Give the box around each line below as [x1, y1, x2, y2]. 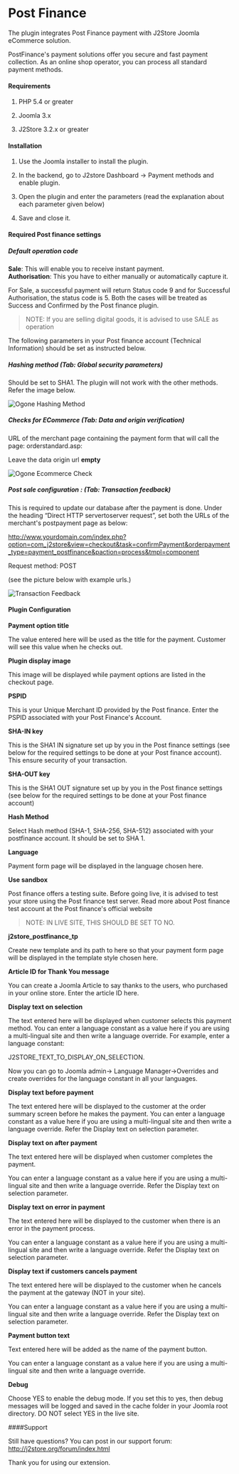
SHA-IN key [8, 727, 43, 736]
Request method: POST [8, 561, 77, 570]
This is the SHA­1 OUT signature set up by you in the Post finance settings [8, 783, 223, 793]
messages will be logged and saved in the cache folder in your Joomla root [8, 1402, 228, 1411]
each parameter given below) [18, 200, 105, 208]
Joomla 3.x [18, 111, 52, 120]
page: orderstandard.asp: [8, 441, 83, 450]
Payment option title [8, 621, 70, 630]
